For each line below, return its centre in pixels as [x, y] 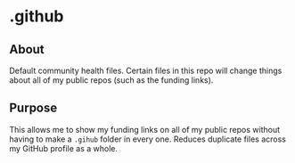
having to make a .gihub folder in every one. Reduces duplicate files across [148, 139]
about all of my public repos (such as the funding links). [111, 80]
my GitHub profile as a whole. [64, 148]
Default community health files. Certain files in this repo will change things [146, 70]
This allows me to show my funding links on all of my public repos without [145, 129]
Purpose [33, 108]
